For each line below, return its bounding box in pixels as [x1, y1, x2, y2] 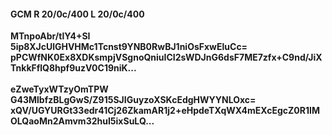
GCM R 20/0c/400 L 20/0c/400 [10, 8, 145, 20]
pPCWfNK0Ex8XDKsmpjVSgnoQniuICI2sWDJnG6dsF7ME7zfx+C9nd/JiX [10, 51, 323, 64]
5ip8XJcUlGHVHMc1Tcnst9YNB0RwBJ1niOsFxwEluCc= [10, 41, 248, 53]
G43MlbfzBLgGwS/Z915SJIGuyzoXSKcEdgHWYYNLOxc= [10, 94, 257, 106]
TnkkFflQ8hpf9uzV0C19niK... [10, 62, 137, 74]
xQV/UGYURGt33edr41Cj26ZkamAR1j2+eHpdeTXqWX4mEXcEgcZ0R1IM [10, 105, 320, 117]
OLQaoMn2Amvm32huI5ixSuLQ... [10, 115, 155, 127]
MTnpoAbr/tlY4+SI [10, 30, 91, 42]
